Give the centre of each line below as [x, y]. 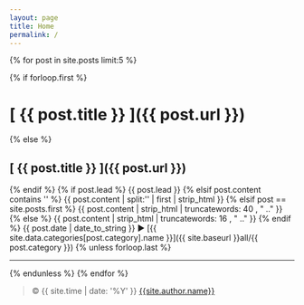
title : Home [32, 26]
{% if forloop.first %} [48, 78]
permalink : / [34, 34]
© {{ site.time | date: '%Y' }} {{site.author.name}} [123, 291]
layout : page [34, 18]
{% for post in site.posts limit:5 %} [73, 61]
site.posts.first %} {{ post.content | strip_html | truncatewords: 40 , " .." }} [146, 209]
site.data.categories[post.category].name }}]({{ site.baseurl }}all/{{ [134, 238]
